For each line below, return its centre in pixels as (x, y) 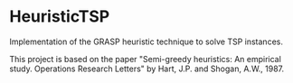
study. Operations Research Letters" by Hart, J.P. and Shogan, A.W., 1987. (147, 69)
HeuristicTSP (60, 17)
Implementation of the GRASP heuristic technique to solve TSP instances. (146, 41)
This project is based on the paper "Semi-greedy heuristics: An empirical (146, 59)
